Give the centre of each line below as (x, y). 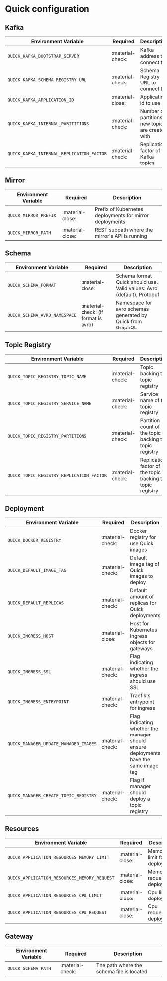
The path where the (119, 965)
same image (144, 766)
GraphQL (126, 327)
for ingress (142, 708)
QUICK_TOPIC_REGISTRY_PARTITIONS (47, 436)
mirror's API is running (121, 236)
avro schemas (132, 309)
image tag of (145, 564)
